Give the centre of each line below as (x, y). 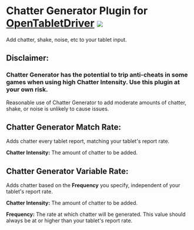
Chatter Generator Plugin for (77, 11)
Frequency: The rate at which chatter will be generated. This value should (96, 214)
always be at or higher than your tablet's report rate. (69, 221)
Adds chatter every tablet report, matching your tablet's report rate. (88, 141)
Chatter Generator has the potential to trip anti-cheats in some (97, 75)
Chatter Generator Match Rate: (64, 127)
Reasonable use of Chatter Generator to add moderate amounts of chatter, (96, 102)
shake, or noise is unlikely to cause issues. (58, 109)
